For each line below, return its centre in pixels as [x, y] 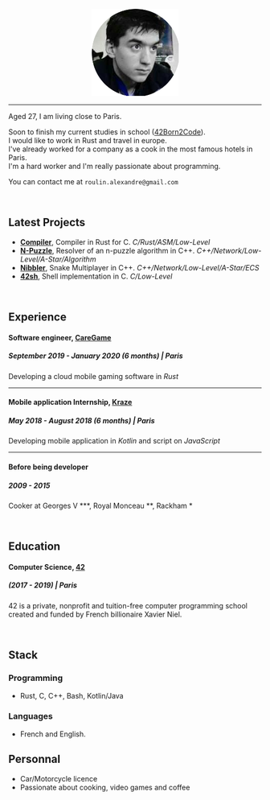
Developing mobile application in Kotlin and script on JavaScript [115, 441]
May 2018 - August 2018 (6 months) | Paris [82, 420]
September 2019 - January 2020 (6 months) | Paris [96, 356]
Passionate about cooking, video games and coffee [105, 787]
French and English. [53, 734]
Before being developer [48, 467]
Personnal [35, 759]
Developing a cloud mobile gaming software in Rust [94, 376]
